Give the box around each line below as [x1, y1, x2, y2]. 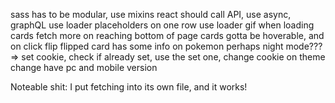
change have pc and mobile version [10, 62, 158, 73]
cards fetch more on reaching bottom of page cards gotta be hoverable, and [10, 30, 325, 41]
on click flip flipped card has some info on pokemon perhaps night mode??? [10, 40, 323, 52]
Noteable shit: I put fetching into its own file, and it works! [10, 81, 248, 93]
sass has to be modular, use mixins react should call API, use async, [10, 9, 292, 20]
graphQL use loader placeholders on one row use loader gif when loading [10, 19, 315, 31]
